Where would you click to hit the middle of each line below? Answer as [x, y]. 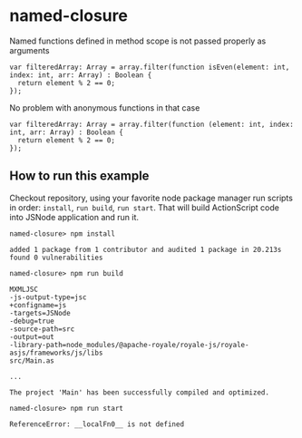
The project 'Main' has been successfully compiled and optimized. [140, 392]
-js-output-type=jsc [49, 297]
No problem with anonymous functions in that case [105, 107]
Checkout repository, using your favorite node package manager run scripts [151, 198]
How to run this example [79, 176]
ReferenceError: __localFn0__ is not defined [97, 424]
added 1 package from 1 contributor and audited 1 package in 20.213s [146, 249]
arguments [29, 50]
